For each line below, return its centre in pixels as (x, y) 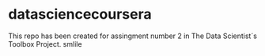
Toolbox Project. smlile (45, 44)
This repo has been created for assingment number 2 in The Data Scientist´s (132, 36)
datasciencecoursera (80, 14)
